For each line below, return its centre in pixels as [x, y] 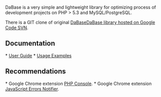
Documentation [30, 43]
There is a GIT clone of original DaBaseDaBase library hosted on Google [80, 22]
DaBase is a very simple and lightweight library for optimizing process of [81, 7]
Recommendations [36, 72]
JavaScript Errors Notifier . [32, 89]
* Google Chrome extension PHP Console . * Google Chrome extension [78, 83]
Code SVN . [17, 28]
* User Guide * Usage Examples [38, 55]
